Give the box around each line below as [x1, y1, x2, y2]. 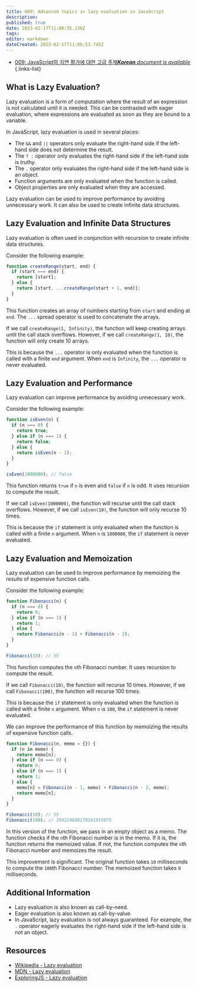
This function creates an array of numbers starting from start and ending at [6, 307, 191, 314]
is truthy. [14, 158, 36, 165]
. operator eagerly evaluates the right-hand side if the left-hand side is [14, 922, 186, 929]
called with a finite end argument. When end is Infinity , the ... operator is [6, 355, 186, 362]
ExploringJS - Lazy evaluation [14, 974, 88, 981]
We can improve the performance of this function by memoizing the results [6, 723, 188, 730]
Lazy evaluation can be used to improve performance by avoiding [6, 195, 165, 202]
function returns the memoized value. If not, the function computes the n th [6, 841, 187, 848]
